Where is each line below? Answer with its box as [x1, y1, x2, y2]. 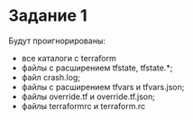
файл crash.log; [21, 71, 81, 82]
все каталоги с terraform [21, 52, 116, 63]
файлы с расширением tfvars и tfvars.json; [21, 81, 185, 92]
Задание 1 [8, 5, 87, 26]
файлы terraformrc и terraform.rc [21, 100, 146, 111]
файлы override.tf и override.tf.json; [21, 91, 155, 102]
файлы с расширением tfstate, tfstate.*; [21, 62, 173, 73]
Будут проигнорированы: [8, 35, 106, 46]
